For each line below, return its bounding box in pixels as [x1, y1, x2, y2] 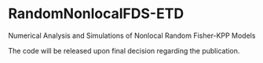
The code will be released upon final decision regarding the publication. [8, 46, 240, 55]
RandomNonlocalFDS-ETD [8, 5, 184, 23]
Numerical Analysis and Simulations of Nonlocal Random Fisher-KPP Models [8, 31, 256, 40]
